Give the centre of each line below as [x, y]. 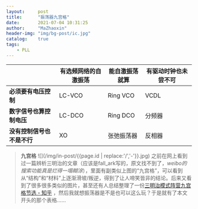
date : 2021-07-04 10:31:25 [47, 22]
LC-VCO [71, 95]
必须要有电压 [27, 91]
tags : [13, 45]
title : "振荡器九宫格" [38, 17]
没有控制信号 [27, 131]
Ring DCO [122, 115]
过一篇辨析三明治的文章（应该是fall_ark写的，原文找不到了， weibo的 [104, 163]
